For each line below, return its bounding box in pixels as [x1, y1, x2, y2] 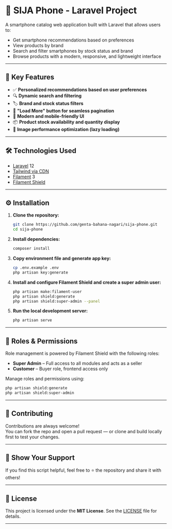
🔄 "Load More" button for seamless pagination [12, 108, 114, 114]
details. [5, 513, 21, 519]
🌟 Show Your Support [5, 453, 75, 462]
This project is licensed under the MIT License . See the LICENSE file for [5, 508, 157, 514]
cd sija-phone [12, 227, 43, 232]
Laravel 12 [12, 162, 34, 168]
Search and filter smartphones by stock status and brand [12, 48, 133, 54]
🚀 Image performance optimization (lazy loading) [12, 126, 120, 132]
